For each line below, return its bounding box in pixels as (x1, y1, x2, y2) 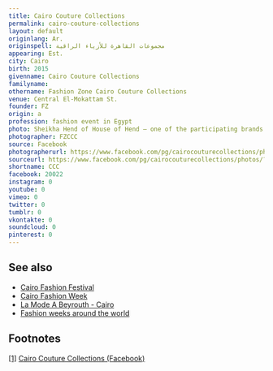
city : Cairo (8, 58, 49, 66)
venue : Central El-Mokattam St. (8, 95, 118, 103)
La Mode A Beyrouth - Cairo (19, 300, 115, 309)
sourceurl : (8, 155, 45, 163)
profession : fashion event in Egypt (8, 118, 132, 126)
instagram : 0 (8, 178, 53, 187)
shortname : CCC (8, 163, 60, 171)
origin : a (8, 110, 42, 119)
